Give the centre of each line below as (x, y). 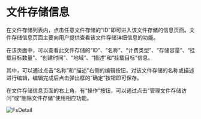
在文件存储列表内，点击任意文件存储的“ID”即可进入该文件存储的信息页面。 (98, 30)
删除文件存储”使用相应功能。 (57, 98)
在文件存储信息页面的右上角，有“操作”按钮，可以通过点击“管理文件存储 (94, 90)
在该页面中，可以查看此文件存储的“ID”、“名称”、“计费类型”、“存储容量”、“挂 (101, 50)
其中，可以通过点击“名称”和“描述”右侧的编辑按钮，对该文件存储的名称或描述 (100, 70)
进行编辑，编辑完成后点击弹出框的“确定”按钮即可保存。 (74, 78)
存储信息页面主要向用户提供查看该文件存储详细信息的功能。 (85, 37)
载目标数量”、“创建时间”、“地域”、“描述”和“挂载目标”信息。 (80, 57)
